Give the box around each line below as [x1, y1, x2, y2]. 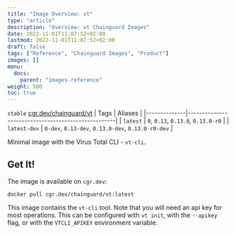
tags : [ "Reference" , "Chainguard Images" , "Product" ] [7, 50, 170, 57]
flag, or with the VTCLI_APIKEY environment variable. [7, 218, 158, 227]
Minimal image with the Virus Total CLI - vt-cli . [7, 138, 146, 146]
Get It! [7, 158, 35, 170]
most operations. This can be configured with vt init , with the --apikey [7, 211, 218, 219]
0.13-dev [63, 126, 90, 133]
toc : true [7, 89, 37, 96]
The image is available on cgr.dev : [7, 177, 107, 185]
